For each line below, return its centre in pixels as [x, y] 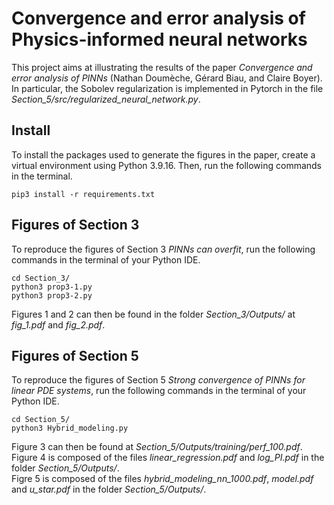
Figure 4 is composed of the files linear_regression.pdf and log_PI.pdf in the [168, 458]
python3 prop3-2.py [52, 295]
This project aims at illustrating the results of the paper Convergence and [162, 67]
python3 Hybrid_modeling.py [70, 428]
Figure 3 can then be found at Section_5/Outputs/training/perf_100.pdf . [157, 447]
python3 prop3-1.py [52, 287]
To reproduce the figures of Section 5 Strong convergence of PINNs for [158, 380]
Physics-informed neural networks [159, 39]
